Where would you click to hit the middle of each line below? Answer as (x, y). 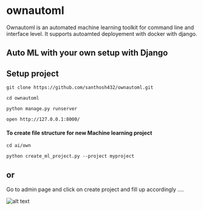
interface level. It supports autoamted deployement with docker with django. (102, 33)
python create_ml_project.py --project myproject (71, 156)
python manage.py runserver (42, 109)
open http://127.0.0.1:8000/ (43, 120)
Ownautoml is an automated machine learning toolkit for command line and (100, 27)
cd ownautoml (23, 98)
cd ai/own (19, 146)
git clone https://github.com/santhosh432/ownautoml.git (80, 88)
